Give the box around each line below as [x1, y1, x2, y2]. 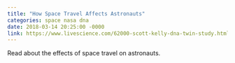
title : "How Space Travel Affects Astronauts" [7, 10, 145, 17]
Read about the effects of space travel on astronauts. [7, 49, 161, 57]
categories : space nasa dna [7, 17, 90, 24]
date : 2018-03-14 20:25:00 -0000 [7, 23, 105, 30]
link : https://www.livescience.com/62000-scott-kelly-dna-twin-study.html [7, 29, 230, 37]
